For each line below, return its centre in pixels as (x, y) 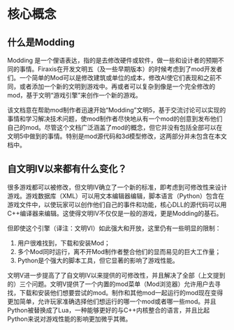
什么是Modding (41, 42)
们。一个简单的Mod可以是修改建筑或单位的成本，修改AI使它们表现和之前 (112, 78)
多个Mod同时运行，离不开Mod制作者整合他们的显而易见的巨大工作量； (119, 251)
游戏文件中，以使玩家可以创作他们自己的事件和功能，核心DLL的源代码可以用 (117, 204)
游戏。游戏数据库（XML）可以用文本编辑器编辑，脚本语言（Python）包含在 (116, 195)
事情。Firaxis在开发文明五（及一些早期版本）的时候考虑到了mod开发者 (121, 69)
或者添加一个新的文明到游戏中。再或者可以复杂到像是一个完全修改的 (117, 87)
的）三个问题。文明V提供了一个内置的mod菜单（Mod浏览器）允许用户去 (111, 284)
